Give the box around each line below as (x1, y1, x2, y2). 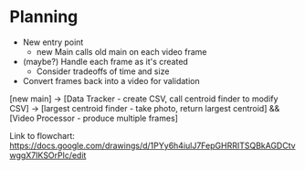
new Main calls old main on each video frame (36, 46, 207, 57)
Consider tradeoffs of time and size (36, 66, 170, 77)
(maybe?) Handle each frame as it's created (22, 56, 189, 67)
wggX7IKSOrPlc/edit (9, 149, 87, 161)
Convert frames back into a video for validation (22, 75, 200, 86)
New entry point (22, 37, 84, 48)
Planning (9, 6, 79, 27)
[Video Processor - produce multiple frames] (9, 112, 178, 123)
